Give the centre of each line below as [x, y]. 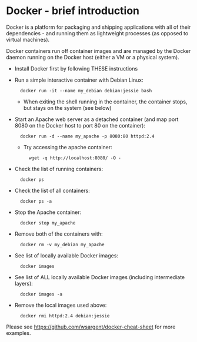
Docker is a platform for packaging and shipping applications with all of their [98, 27]
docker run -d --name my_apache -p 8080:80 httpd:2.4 [87, 136]
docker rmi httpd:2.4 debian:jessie [65, 316]
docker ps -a [36, 201]
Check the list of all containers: [52, 190]
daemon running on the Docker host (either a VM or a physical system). [93, 57]
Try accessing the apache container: [68, 147]
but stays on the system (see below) [67, 108]
